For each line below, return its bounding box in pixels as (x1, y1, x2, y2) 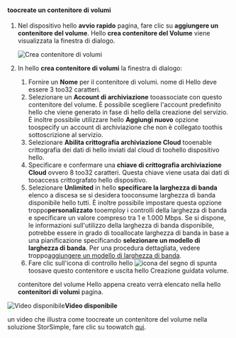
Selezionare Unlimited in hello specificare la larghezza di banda (28, 183, 218, 192)
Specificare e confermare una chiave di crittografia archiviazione (28, 160, 222, 170)
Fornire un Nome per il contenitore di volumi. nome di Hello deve (28, 78, 218, 87)
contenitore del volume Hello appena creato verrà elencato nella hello (17, 280, 221, 289)
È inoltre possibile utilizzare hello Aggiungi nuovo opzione (28, 116, 199, 124)
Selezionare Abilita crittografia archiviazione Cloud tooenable (28, 138, 213, 147)
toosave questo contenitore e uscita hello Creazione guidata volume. (28, 266, 229, 275)
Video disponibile (64, 302, 118, 310)
